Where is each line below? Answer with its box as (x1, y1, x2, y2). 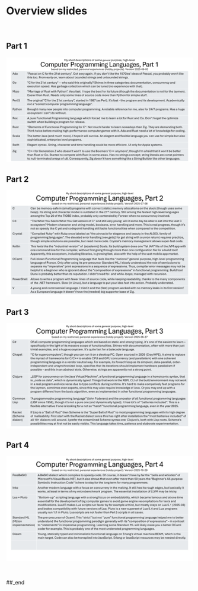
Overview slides (6, 4, 88, 18)
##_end (6, 579, 25, 586)
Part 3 (6, 307, 29, 317)
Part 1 (6, 41, 28, 51)
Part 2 (6, 174, 29, 184)
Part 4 (6, 440, 30, 450)
